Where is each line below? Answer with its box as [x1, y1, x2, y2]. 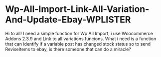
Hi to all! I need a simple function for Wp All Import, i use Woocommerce [5, 30, 153, 36]
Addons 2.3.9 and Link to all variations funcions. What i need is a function [5, 36, 157, 42]
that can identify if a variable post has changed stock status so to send [5, 41, 151, 47]
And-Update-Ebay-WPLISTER [5, 14, 131, 25]
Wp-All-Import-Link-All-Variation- [5, 3, 150, 15]
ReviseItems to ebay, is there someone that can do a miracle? [5, 46, 131, 52]
